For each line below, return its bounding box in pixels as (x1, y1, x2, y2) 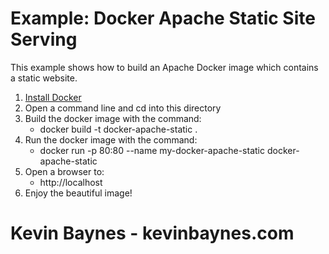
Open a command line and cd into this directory (24, 102, 222, 114)
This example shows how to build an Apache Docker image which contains (10, 61, 319, 73)
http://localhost (39, 176, 103, 188)
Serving (10, 28, 78, 51)
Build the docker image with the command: (24, 112, 202, 124)
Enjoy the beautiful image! (24, 187, 133, 199)
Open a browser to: (24, 165, 105, 177)
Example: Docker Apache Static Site (10, 7, 316, 30)
